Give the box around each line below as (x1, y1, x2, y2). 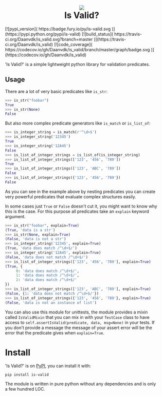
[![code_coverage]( (54, 42, 92, 47)
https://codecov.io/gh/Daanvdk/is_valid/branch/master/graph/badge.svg (5, 46, 150, 52)
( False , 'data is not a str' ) (5, 237, 67, 242)
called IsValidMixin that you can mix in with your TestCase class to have (5, 314, 150, 320)
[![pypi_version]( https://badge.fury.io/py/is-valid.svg (5, 26, 111, 32)
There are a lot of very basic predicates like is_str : (5, 88, 108, 94)
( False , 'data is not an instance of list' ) (5, 300, 97, 305)
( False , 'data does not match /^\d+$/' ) (5, 254, 89, 260)
